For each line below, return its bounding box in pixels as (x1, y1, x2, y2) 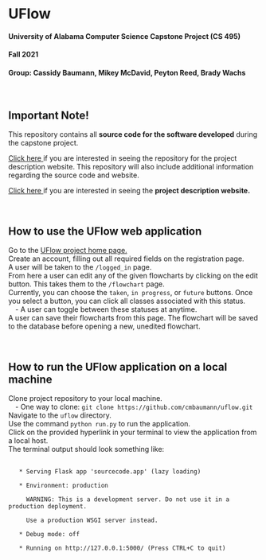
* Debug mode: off (18, 531, 80, 539)
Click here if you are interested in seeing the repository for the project (8, 154, 237, 163)
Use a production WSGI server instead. (25, 516, 158, 525)
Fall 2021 (8, 49, 39, 60)
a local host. (8, 436, 49, 445)
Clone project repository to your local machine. (8, 394, 163, 403)
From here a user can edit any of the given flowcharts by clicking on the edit (8, 271, 259, 281)
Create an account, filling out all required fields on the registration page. (8, 254, 244, 263)
